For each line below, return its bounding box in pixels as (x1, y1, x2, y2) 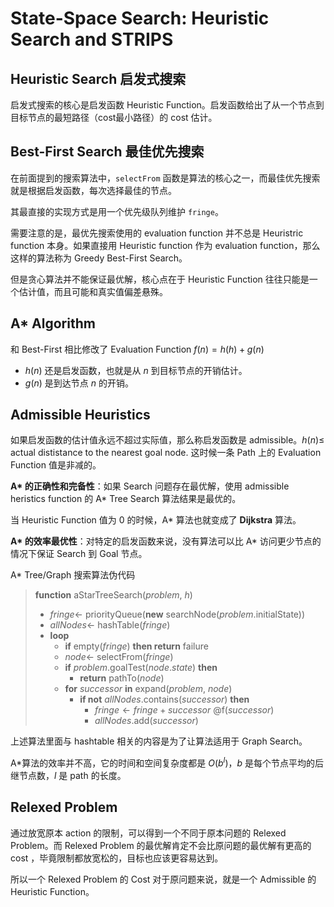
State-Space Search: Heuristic (10, 7, 270, 30)
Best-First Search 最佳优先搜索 (10, 143, 205, 161)
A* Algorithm (10, 315, 96, 332)
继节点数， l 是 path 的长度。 (10, 770, 127, 782)
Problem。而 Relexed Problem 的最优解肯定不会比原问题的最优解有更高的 (10, 839, 312, 851)
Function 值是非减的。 (10, 459, 102, 471)
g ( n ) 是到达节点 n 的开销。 (24, 377, 134, 389)
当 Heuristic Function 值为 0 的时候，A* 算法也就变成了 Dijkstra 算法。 (10, 514, 302, 526)
